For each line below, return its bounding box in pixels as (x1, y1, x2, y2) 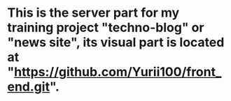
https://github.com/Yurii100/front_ (13, 64, 222, 80)
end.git (7, 79, 50, 95)
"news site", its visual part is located (7, 35, 225, 50)
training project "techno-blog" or (7, 20, 204, 36)
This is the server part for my (7, 5, 180, 21)
